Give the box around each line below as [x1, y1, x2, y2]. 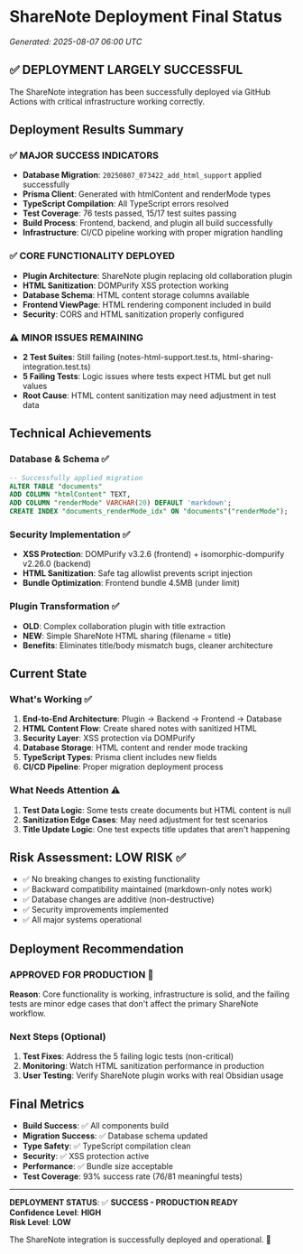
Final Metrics [9, 1096, 85, 1111]
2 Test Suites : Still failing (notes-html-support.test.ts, [22, 352, 221, 363]
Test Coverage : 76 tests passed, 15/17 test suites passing [22, 208, 237, 218]
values [22, 381, 48, 392]
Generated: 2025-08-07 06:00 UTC [9, 36, 142, 47]
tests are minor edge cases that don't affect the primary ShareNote [9, 999, 259, 1009]
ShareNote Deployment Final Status [9, 6, 282, 27]
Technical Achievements [9, 426, 151, 441]
